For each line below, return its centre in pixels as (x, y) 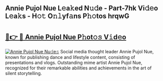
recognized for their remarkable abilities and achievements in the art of (78, 68)
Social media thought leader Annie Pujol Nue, (107, 52)
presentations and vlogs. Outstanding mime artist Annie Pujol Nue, (74, 63)
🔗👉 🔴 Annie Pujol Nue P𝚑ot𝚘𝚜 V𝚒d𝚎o (66, 37)
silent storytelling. (24, 73)
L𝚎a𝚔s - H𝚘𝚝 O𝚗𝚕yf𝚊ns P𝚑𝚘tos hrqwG (67, 16)
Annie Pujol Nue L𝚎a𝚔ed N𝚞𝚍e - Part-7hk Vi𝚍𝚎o (82, 8)
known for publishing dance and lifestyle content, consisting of (70, 57)
